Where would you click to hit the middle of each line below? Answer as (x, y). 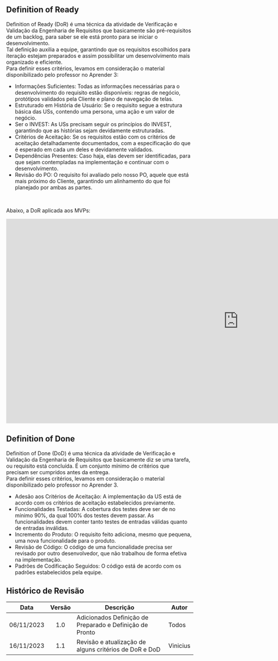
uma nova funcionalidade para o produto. (65, 540)
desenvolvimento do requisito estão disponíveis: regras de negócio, (98, 92)
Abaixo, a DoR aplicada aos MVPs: (48, 210)
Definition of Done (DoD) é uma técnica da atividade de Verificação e (91, 453)
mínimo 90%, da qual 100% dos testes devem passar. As (84, 515)
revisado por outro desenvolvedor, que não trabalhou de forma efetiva (101, 553)
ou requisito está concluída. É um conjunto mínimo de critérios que (88, 466)
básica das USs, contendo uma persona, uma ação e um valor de (94, 111)
